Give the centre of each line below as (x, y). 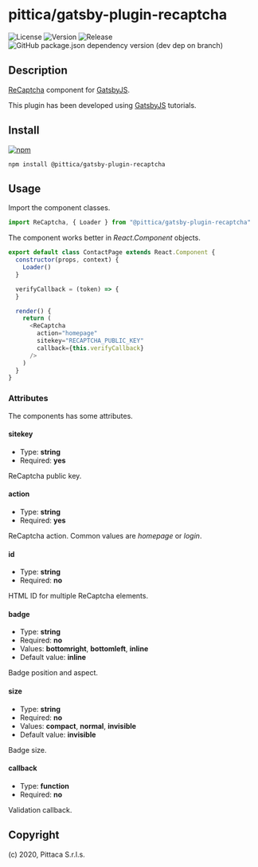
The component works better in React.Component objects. (104, 238)
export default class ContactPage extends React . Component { (112, 253)
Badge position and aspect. (53, 673)
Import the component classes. (59, 208)
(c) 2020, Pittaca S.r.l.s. (47, 854)
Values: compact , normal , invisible (78, 726)
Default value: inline (53, 658)
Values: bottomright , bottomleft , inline (84, 649)
